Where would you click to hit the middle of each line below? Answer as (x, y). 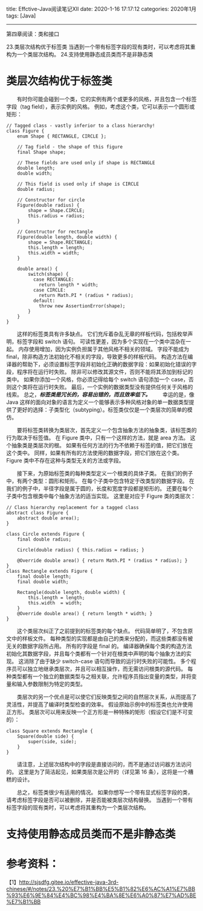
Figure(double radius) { (48, 205)
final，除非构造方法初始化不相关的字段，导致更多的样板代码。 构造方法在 (97, 356)
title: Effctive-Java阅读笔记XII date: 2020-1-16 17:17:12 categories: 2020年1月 (101, 9)
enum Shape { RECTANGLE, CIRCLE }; (62, 136)
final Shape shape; (42, 152)
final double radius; (44, 539)
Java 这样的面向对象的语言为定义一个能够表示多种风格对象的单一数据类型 (98, 402)
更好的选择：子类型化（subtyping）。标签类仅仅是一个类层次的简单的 (102, 409)
